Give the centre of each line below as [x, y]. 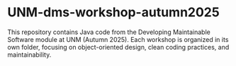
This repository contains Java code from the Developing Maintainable [109, 32]
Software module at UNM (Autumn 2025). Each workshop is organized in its [118, 39]
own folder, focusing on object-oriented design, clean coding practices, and [118, 47]
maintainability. [29, 55]
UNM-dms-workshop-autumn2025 [113, 12]
